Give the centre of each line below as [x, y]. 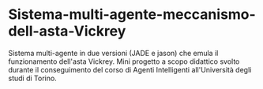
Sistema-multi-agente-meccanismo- [132, 15]
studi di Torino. [32, 78]
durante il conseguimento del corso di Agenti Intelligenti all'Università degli [130, 69]
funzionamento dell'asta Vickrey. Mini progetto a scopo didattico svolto [124, 61]
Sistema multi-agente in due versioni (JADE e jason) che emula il [113, 53]
